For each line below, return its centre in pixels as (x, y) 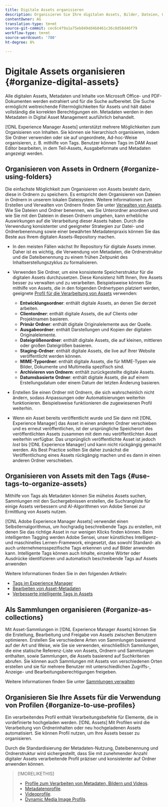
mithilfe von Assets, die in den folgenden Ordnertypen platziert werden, (86, 288)
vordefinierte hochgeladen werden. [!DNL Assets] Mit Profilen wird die (77, 722)
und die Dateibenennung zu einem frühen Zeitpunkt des (70, 257)
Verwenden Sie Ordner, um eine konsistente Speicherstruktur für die (83, 272)
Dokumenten (18, 101)
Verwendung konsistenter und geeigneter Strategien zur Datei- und (74, 226)
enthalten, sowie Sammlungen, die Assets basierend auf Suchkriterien (77, 656)
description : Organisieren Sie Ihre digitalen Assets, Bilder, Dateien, (82, 14)
